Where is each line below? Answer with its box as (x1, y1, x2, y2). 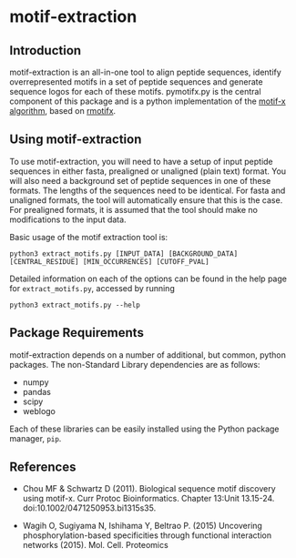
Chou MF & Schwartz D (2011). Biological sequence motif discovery (22, 483, 276, 494)
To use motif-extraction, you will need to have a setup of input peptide (9, 156, 273, 167)
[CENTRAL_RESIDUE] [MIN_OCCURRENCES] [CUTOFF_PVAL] (9, 257, 209, 266)
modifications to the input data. (9, 214, 127, 225)
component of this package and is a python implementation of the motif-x (9, 96, 286, 107)
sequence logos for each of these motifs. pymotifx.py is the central (9, 86, 261, 96)
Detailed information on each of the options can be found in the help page (9, 273, 287, 284)
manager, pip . (9, 432, 62, 443)
